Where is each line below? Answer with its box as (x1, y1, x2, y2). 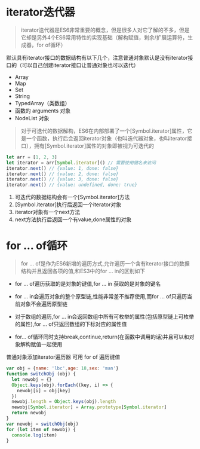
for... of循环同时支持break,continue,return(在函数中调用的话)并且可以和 (14, 333, 189, 341)
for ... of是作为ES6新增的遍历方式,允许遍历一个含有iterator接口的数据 (20, 260, 190, 267)
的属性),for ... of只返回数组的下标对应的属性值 (14, 320, 127, 328)
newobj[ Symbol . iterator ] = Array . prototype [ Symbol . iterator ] (11, 404, 167, 410)
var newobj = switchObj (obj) (6, 421, 79, 427)
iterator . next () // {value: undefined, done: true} (6, 182, 137, 188)
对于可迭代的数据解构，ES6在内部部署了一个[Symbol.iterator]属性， (20, 127, 187, 135)
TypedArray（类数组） (14, 99, 70, 106)
